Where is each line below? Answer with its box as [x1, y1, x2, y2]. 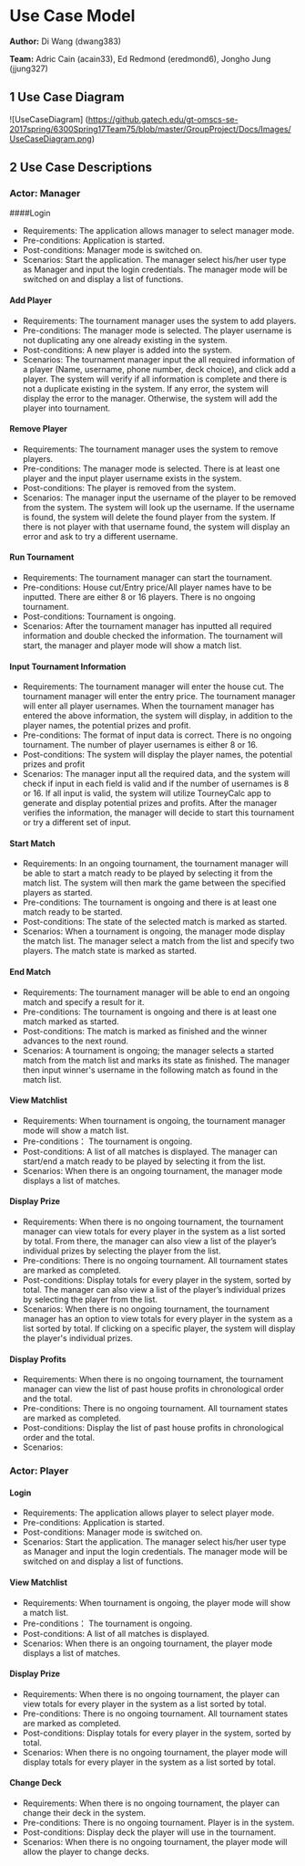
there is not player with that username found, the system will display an [22, 521, 290, 532]
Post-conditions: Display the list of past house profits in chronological [22, 1422, 284, 1433]
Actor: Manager [9, 187, 81, 200]
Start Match [9, 837, 56, 849]
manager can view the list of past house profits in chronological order [22, 1384, 284, 1395]
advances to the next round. [22, 1035, 129, 1046]
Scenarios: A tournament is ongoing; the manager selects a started [22, 1044, 275, 1055]
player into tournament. [22, 403, 111, 414]
